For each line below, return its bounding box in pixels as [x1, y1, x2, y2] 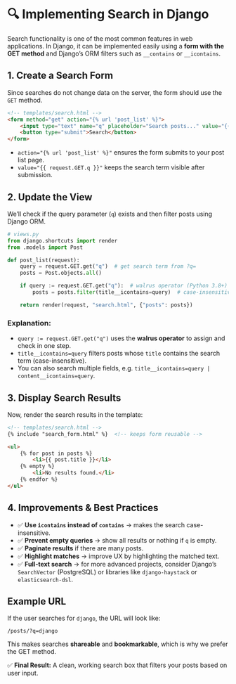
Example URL [7, 595, 67, 607]
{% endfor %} [20, 476, 58, 483]
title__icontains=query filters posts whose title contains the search [17, 349, 221, 358]
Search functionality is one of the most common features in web [7, 34, 193, 43]
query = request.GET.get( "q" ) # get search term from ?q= [20, 263, 197, 270]
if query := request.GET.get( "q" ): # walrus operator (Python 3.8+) [20, 283, 228, 290]
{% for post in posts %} [20, 450, 93, 457]
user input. [7, 669, 39, 678]
